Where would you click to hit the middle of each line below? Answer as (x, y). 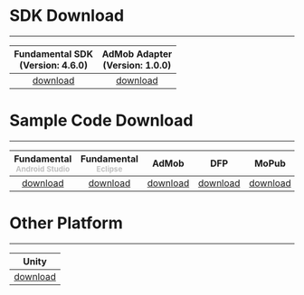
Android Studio (43, 169)
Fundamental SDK (53, 53)
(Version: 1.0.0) (137, 65)
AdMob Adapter (137, 53)
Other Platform (66, 223)
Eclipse (109, 169)
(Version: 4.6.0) (54, 65)
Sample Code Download (101, 120)
